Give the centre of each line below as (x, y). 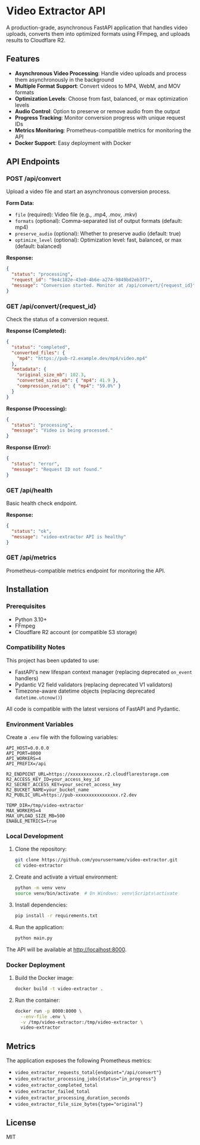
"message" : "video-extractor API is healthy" (69, 537)
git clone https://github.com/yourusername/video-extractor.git (96, 860)
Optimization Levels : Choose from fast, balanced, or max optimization (101, 98)
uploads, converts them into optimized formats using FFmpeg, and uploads (98, 33)
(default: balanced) (38, 246)
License (21, 1123)
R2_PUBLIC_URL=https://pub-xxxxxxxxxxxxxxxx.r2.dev (71, 795)
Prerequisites (26, 606)
